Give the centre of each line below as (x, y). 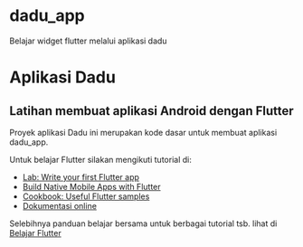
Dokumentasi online (60, 205)
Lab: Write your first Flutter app (81, 176)
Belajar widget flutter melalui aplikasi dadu (88, 41)
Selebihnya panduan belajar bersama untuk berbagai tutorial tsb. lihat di (143, 223)
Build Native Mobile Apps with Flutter (91, 186)
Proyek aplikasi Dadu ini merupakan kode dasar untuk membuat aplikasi (143, 132)
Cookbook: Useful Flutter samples (86, 196)
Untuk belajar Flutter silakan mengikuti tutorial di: (100, 159)
